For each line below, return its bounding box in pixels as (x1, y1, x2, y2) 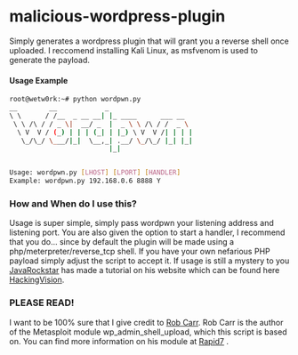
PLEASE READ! (9, 296, 75, 309)
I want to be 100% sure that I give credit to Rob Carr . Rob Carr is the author (9, 317, 284, 327)
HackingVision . (9, 274, 65, 286)
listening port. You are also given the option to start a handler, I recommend (9, 227, 286, 238)
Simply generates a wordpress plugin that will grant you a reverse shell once (9, 36, 289, 46)
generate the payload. (9, 54, 91, 65)
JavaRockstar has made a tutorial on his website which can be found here (9, 265, 280, 276)
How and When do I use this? (9, 198, 138, 210)
